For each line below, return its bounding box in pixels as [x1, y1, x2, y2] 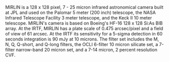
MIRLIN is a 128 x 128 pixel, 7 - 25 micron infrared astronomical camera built [5, 4, 163, 10]
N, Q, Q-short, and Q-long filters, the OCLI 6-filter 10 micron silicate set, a [5, 41, 158, 47]
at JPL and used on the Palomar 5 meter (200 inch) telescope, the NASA [5, 9, 156, 15]
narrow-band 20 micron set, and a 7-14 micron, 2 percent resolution [16, 47, 158, 52]
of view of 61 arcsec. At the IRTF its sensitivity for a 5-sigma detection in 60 [5, 31, 163, 36]
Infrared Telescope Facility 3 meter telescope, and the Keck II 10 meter [5, 15, 152, 20]
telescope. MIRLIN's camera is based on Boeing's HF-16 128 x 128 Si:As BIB [5, 20, 163, 26]
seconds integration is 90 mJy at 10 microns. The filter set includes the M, [5, 36, 159, 42]
